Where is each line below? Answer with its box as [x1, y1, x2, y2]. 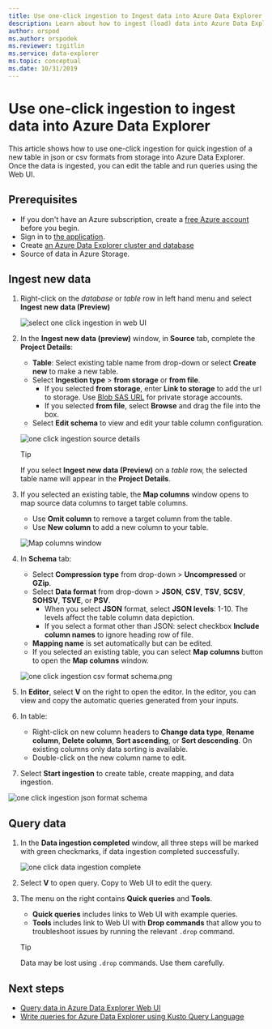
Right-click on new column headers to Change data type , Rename [32, 727, 255, 737]
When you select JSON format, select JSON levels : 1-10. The [44, 604, 249, 614]
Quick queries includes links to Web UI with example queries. [32, 909, 239, 920]
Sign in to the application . [19, 232, 105, 241]
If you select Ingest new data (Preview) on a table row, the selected [19, 465, 248, 475]
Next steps [8, 981, 65, 995]
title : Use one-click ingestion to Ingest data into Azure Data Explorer [8, 11, 263, 20]
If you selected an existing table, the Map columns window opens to [19, 489, 249, 499]
